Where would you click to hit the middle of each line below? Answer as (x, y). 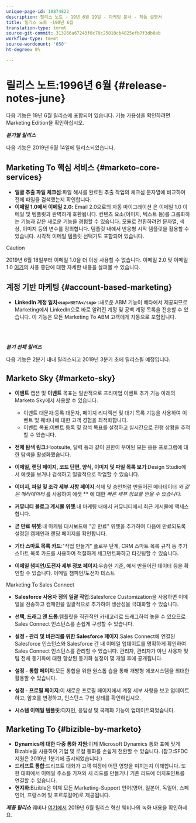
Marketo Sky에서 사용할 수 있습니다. (56, 400)
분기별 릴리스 (21, 135)
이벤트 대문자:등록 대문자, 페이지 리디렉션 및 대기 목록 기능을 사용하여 (102, 413)
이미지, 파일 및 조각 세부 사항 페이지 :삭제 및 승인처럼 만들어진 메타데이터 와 (99, 487)
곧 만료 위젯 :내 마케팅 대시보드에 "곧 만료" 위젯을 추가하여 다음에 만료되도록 (100, 526)
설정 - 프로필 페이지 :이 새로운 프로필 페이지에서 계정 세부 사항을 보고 (92, 691)
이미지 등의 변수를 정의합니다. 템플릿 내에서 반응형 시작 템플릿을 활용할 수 (106, 228)
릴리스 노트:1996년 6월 (59, 85)
